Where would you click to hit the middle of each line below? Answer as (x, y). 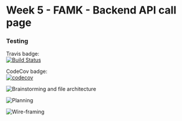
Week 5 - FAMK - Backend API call (91, 10)
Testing (17, 41)
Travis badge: (23, 54)
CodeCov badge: (27, 72)
